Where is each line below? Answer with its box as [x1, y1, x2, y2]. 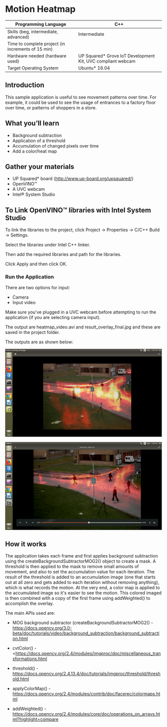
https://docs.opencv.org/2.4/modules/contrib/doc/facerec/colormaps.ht [12, 691, 161, 697]
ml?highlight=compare [12, 717, 59, 723]
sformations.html [12, 656, 47, 662]
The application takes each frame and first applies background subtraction [5, 553, 158, 559]
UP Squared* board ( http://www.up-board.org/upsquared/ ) [12, 175, 134, 182]
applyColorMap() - [12, 686, 51, 692]
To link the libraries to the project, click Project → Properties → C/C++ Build [5, 227, 160, 233]
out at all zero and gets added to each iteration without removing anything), [5, 579, 160, 585]
